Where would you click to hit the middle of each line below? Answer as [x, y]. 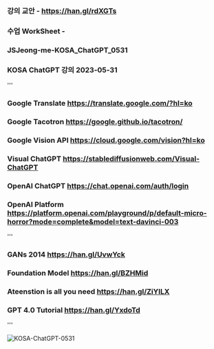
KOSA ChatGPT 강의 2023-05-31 [62, 70]
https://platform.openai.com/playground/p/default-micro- [107, 213]
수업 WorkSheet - [36, 31]
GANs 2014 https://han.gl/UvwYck [66, 255]
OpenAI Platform [35, 204]
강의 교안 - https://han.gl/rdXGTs [62, 10]
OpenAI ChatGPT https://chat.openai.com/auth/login [98, 186]
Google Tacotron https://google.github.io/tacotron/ [95, 121]
